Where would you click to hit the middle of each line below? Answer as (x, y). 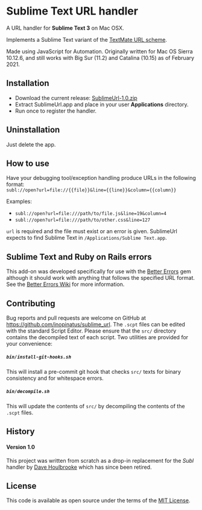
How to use (28, 163)
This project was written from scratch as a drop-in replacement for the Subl (100, 460)
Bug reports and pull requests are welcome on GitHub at (76, 318)
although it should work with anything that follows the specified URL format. (100, 278)
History (21, 432)
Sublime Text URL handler (72, 11)
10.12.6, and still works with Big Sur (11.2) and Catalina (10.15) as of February (100, 58)
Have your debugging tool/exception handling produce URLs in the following (101, 178)
